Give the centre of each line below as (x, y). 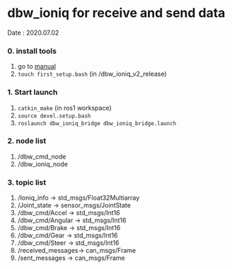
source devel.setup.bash (54, 116)
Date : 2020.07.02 (33, 33)
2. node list (27, 141)
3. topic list (27, 182)
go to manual (37, 67)
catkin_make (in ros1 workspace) (64, 108)
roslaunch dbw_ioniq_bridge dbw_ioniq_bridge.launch (97, 123)
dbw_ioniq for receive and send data (116, 13)
